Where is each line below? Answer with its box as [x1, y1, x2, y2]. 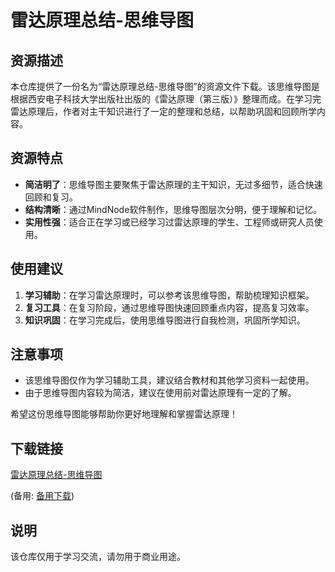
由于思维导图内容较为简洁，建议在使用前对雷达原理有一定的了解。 [24, 387, 297, 399]
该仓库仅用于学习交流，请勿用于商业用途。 [10, 551, 186, 563]
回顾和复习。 [24, 191, 78, 203]
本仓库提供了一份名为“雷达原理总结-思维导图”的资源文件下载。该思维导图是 [10, 81, 320, 92]
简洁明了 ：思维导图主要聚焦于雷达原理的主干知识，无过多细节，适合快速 [24, 178, 323, 190]
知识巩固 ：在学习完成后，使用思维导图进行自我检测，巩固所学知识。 [24, 314, 306, 326]
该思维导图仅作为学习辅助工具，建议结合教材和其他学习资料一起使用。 [24, 374, 315, 386]
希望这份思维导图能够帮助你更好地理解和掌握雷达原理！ [10, 408, 238, 420]
